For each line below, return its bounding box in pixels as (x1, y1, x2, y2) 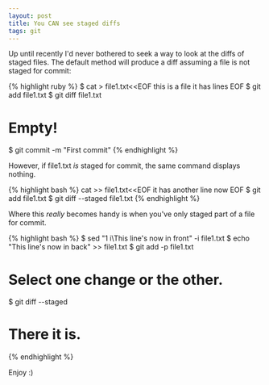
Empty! (8, 119, 58, 137)
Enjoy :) (8, 368, 34, 378)
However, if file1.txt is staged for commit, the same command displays (8, 161, 241, 170)
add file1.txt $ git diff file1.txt (8, 90, 102, 100)
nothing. (8, 169, 36, 179)
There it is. (8, 325, 81, 344)
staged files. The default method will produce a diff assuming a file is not (8, 57, 250, 67)
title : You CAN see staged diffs (8, 19, 121, 27)
